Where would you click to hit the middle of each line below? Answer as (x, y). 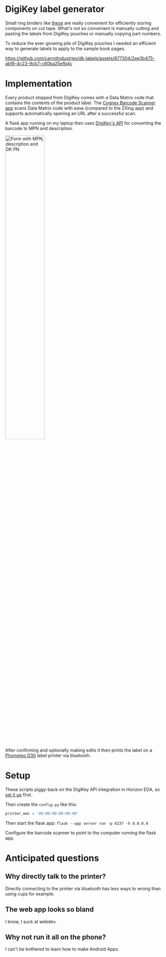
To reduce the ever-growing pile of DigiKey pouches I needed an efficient (81, 43)
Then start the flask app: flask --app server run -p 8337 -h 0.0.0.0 (77, 823)
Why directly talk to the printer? (56, 876)
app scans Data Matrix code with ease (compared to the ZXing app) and (79, 108)
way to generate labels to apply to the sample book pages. (65, 48)
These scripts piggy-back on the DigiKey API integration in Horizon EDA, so (83, 789)
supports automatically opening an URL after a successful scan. (71, 113)
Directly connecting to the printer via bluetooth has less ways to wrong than (83, 888)
